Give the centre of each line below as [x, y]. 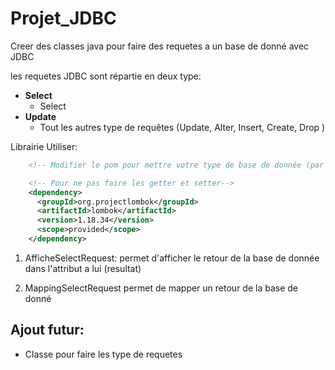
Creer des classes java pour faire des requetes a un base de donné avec [160, 46]
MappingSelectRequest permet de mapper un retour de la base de [161, 288]
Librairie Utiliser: [44, 146]
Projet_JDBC [63, 18]
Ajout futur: [47, 330]
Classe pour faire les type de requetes [103, 354]
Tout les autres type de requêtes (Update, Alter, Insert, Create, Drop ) [182, 127]
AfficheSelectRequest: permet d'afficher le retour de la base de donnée [172, 258]
